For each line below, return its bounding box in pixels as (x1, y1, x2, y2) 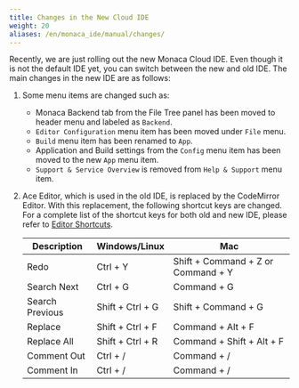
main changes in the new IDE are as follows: (9, 73, 171, 84)
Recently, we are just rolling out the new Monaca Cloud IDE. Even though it (9, 54, 283, 65)
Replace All (26, 335, 74, 348)
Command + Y (173, 266, 234, 279)
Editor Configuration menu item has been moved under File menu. (35, 126, 287, 137)
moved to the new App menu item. (35, 155, 159, 166)
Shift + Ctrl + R (96, 335, 158, 348)
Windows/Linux (96, 240, 165, 253)
